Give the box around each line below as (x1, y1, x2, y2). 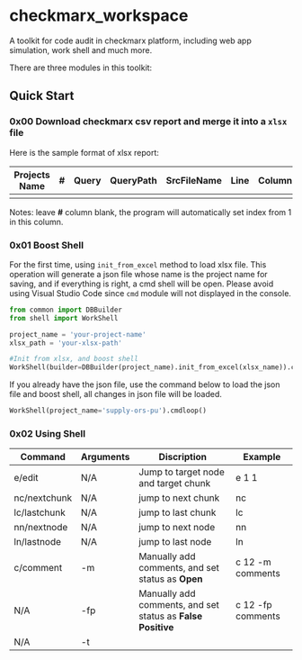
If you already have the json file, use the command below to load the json (9, 379, 280, 390)
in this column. (9, 216, 64, 227)
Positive (138, 621, 174, 634)
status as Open (138, 573, 203, 585)
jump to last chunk (138, 506, 217, 519)
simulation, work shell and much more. (9, 44, 153, 55)
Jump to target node (138, 466, 225, 478)
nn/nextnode (13, 521, 68, 534)
